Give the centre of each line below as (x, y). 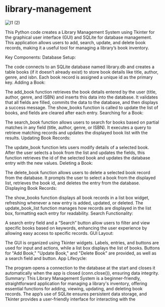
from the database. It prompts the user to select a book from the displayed (81, 178)
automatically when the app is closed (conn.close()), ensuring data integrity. (82, 273)
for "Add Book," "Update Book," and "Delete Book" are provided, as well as (81, 253)
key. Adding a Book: (25, 82)
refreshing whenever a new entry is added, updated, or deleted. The (74, 203)
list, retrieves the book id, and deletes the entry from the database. (73, 183)
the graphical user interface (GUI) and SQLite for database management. (79, 37)
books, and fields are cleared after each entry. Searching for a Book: (74, 113)
